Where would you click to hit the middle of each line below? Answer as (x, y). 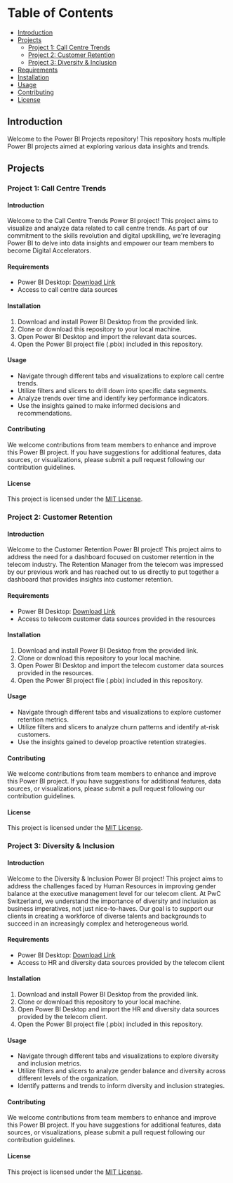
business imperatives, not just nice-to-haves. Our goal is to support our (111, 908)
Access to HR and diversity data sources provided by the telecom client (121, 962)
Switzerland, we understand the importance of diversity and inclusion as (112, 901)
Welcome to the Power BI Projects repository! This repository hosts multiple (116, 139)
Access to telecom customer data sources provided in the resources (116, 619)
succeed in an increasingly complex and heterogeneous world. (98, 923)
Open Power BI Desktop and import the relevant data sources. (107, 336)
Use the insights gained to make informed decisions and (99, 405)
